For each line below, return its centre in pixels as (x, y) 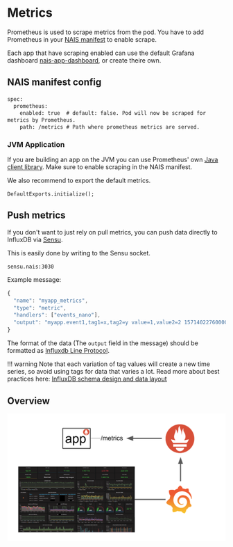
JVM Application (36, 144)
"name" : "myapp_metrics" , (51, 301)
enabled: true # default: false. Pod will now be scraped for (113, 113)
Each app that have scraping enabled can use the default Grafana (101, 53)
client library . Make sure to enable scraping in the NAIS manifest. (100, 167)
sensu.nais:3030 (31, 267)
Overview (29, 401)
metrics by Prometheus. (42, 120)
